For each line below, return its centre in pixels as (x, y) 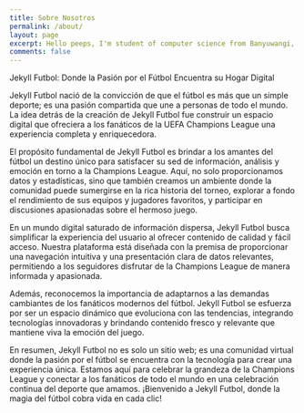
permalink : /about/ (46, 26)
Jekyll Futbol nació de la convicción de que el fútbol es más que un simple (149, 96)
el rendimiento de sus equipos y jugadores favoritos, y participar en (136, 201)
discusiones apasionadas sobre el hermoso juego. (104, 210)
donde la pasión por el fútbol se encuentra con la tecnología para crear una (151, 360)
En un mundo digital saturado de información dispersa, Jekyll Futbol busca (150, 228)
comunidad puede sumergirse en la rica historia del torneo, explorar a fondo (152, 191)
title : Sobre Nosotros (52, 18)
